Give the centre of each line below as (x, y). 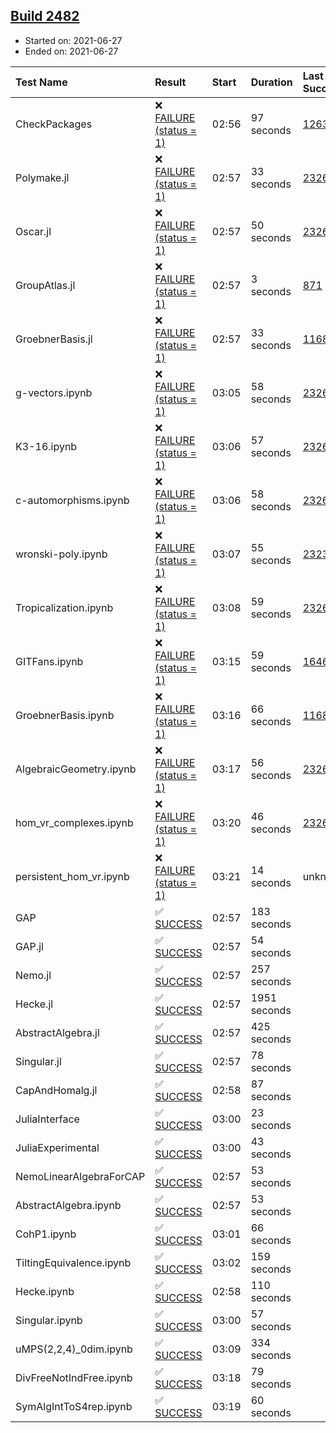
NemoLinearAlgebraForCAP (80, 1176)
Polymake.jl (42, 177)
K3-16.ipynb (46, 446)
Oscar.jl (33, 231)
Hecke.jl (34, 1004)
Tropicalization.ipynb (64, 607)
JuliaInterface (47, 1119)
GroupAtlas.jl (45, 285)
